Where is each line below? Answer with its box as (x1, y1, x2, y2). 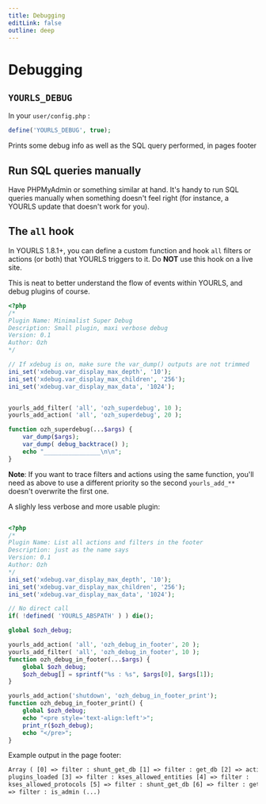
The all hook (8, 225, 74, 238)
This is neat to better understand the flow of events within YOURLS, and (8, 278, 243, 287)
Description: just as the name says (8, 546, 129, 554)
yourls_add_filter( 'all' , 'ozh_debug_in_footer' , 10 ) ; (8, 648, 200, 656)
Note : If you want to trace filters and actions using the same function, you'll (8, 469, 255, 479)
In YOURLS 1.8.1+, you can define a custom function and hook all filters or (8, 245, 252, 255)
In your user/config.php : (8, 111, 90, 121)
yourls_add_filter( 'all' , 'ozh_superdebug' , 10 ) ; (8, 404, 182, 412)
